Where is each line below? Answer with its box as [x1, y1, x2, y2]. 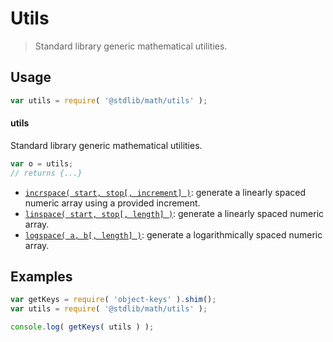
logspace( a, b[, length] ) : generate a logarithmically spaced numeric [24, 228, 323, 241]
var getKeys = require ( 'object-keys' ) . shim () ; [10, 295, 217, 305]
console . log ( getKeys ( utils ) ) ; [10, 322, 155, 332]
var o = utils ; [10, 158, 74, 169]
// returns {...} [10, 168, 83, 178]
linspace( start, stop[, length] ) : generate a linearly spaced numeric [24, 207, 325, 219]
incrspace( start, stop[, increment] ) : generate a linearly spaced [24, 186, 306, 198]
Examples [10, 268, 73, 285]
